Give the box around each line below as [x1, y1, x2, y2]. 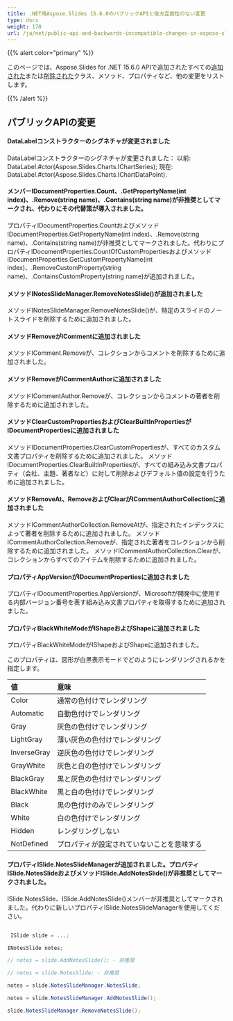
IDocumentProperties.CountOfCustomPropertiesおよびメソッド [31, 248, 212, 256]
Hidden [10, 826, 35, 836]
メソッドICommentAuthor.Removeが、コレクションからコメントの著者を [7, 391, 214, 400]
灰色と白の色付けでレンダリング [57, 761, 162, 771]
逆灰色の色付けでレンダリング [57, 748, 155, 758]
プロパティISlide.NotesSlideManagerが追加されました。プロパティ [7, 860, 200, 869]
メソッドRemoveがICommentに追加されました [7, 332, 141, 340]
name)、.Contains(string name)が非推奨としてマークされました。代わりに [7, 239, 218, 247]
